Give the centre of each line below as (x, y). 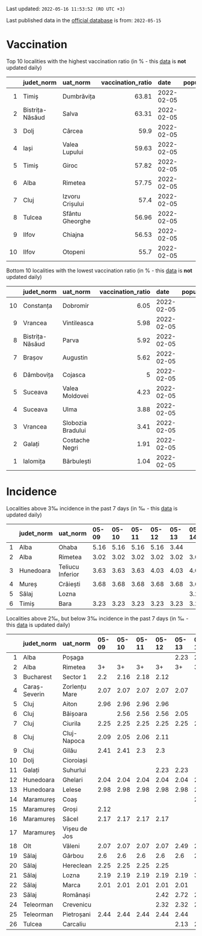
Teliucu (69, 566)
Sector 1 (75, 677)
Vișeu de (75, 828)
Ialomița (34, 461)
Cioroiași (75, 760)
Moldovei (75, 396)
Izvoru (71, 196)
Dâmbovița (38, 375)
